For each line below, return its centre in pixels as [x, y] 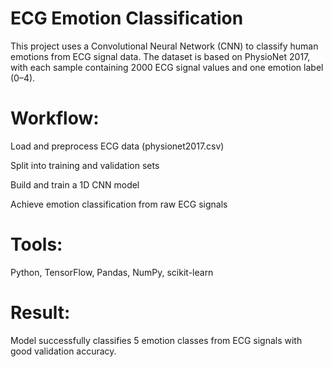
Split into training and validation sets [85, 165]
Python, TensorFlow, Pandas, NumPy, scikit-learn [112, 272]
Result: [40, 313]
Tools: [36, 244]
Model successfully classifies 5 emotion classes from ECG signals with [156, 340]
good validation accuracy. [63, 351]
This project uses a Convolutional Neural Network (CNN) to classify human [164, 46]
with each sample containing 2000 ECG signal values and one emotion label [167, 67]
